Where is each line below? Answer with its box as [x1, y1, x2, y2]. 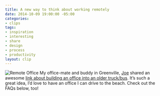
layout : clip [5, 57, 32, 62]
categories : [5, 16, 29, 21]
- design [5, 43, 23, 48]
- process [5, 48, 25, 52]
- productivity [5, 52, 36, 57]
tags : [5, 25, 16, 30]
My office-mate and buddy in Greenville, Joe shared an [39, 70, 150, 76]
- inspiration [5, 30, 34, 34]
